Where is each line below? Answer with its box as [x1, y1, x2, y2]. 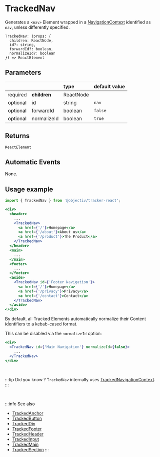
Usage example [5, 185, 54, 193]
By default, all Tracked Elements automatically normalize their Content [5, 316, 146, 322]
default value [93, 83, 125, 90]
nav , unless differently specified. [5, 24, 70, 30]
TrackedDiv [12, 420, 36, 426]
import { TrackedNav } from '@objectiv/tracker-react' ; [5, 198, 121, 203]
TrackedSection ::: [12, 446, 49, 453]
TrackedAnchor [12, 410, 44, 416]
